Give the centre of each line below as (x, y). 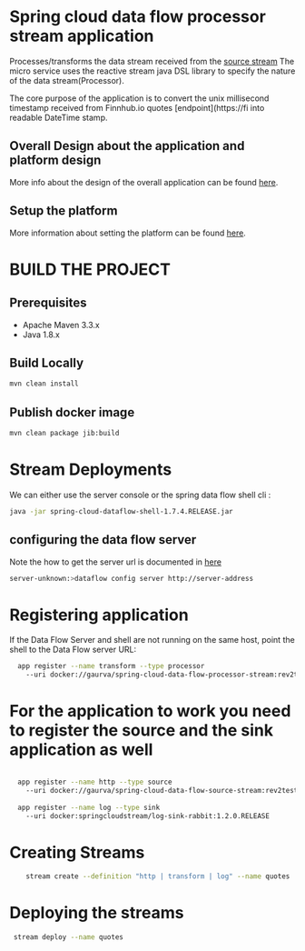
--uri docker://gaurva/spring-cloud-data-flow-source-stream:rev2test (162, 790)
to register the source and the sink (142, 731)
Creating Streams (77, 852)
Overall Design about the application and (127, 146)
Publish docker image (72, 412)
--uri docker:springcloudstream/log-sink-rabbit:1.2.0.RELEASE (148, 816)
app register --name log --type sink (89, 807)
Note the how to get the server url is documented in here (116, 562)
